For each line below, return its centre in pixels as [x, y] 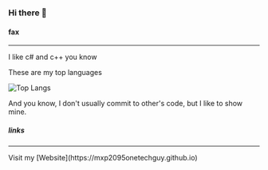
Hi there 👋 [28, 13]
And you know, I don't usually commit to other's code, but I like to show [126, 104]
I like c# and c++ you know [53, 57]
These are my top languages [55, 73]
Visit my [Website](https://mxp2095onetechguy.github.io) [103, 158]
